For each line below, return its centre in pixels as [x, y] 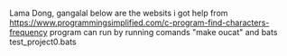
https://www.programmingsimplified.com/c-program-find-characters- [139, 23]
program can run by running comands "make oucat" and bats [163, 32]
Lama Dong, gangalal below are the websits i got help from [119, 13]
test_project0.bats [43, 42]
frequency [28, 32]
